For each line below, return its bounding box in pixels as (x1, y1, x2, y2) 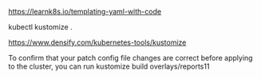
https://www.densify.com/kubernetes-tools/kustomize (8, 38, 187, 47)
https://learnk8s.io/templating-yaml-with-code (8, 7, 162, 16)
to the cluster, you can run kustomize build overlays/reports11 (8, 61, 210, 71)
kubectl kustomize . (8, 22, 73, 31)
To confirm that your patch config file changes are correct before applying (8, 53, 253, 62)
